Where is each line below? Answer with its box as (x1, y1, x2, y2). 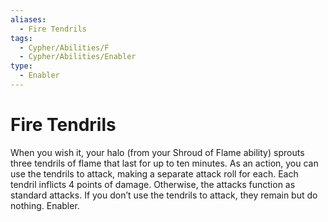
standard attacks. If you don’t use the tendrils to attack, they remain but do (10, 189, 318, 201)
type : (10, 61, 33, 71)
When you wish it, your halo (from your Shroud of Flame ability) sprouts (10, 146, 305, 158)
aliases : (10, 14, 47, 25)
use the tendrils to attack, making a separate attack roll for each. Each (10, 167, 299, 180)
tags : (10, 33, 33, 43)
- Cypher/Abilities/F (19, 42, 110, 53)
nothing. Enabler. (10, 199, 80, 211)
